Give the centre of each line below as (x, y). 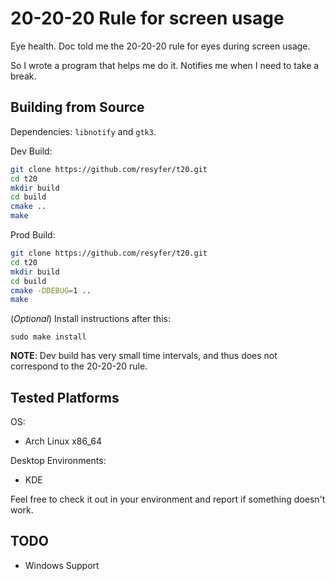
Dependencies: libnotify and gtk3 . (83, 131)
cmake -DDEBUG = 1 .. (51, 290)
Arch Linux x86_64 (63, 441)
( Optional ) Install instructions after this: (90, 319)
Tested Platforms (65, 397)
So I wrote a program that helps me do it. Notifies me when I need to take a (165, 65)
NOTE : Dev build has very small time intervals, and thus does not (144, 356)
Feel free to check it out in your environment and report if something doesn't (168, 499)
